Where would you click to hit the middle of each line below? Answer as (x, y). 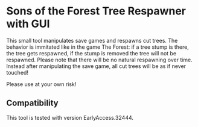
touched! (18, 72)
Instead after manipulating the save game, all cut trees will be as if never (96, 66)
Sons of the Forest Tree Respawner (96, 11)
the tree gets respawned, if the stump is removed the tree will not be (91, 53)
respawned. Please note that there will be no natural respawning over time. (100, 60)
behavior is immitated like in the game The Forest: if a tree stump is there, (97, 47)
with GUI (28, 24)
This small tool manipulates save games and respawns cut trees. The (92, 40)
